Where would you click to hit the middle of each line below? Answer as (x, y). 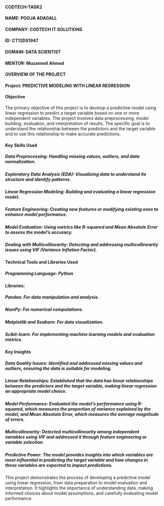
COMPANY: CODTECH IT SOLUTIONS (44, 29)
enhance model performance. (36, 214)
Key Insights (18, 352)
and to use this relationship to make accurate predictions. (63, 134)
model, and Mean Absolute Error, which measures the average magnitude (82, 414)
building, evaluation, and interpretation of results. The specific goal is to (78, 123)
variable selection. (24, 442)
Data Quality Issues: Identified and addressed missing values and (74, 363)
